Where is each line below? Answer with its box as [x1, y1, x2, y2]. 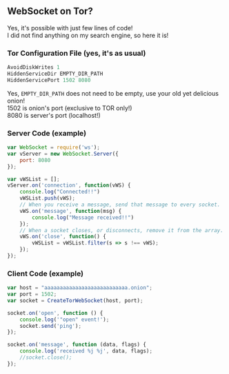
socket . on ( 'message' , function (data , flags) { [7, 341, 147, 349]
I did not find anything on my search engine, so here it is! [7, 31, 169, 39]
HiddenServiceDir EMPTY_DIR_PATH [7, 70, 103, 77]
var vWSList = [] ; [7, 176, 60, 183]
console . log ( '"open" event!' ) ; [19, 316, 110, 323]
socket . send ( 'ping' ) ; [19, 322, 81, 329]
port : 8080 [19, 156, 51, 164]
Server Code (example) [7, 128, 87, 138]
